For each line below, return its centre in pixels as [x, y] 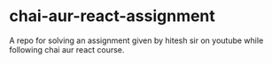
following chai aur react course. [67, 49]
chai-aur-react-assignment [112, 16]
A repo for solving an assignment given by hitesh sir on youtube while [136, 40]
